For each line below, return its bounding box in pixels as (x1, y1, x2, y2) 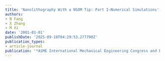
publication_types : (5, 39, 45, 44)
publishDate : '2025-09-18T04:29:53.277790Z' (5, 35, 98, 40)
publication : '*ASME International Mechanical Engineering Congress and (5, 48, 157, 53)
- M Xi (5, 26, 19, 30)
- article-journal (5, 44, 43, 49)
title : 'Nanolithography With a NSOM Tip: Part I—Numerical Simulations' (5, 7, 160, 12)
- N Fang (5, 16, 23, 21)
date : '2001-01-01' (5, 30, 45, 35)
